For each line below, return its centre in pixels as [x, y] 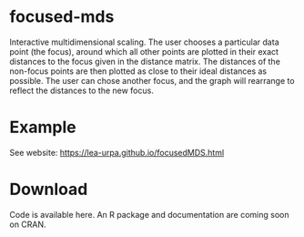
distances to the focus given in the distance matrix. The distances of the [145, 61]
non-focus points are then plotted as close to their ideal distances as [138, 71]
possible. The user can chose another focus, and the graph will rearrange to [152, 80]
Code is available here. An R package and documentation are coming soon [149, 214]
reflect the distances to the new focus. [82, 90]
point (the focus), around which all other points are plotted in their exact [144, 51]
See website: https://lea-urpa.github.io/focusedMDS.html [117, 152]
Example [43, 127]
